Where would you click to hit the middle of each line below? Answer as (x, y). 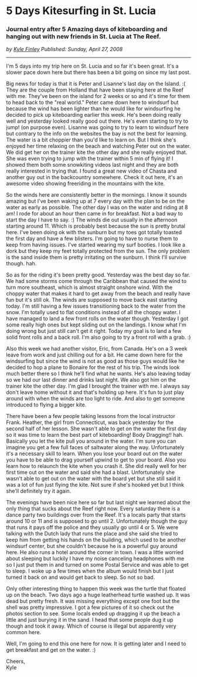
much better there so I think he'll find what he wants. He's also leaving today (98, 373)
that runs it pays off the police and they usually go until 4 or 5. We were (92, 527)
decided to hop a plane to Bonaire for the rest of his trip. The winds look (93, 368)
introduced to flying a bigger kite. (46, 405)
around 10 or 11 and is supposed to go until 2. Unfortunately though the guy (97, 521)
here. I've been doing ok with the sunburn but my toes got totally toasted (94, 233)
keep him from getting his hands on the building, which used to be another (96, 540)
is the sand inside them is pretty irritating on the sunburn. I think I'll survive (96, 257)
